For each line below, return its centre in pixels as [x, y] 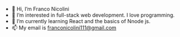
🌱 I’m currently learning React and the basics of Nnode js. [81, 21]
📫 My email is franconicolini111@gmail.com [64, 28]
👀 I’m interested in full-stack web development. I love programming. [93, 15]
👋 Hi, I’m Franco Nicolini [40, 9]
